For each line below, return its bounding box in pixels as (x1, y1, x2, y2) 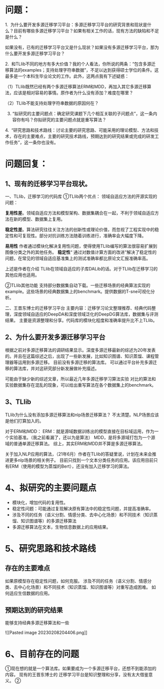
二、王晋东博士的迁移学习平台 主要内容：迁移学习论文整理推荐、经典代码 (5, 305, 152, 311)
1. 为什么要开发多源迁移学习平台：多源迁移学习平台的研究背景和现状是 (5, 22, 147, 27)
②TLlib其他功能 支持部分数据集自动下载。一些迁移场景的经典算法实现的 (5, 282, 150, 288)
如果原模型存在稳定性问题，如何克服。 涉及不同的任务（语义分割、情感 (5, 578, 147, 584)
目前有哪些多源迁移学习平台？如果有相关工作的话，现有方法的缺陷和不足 (13, 27, 159, 33)
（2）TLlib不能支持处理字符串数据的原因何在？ (5, 100, 99, 106)
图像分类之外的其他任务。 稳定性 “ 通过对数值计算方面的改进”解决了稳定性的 (5, 249, 157, 255)
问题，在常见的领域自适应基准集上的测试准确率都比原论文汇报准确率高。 (5, 255, 150, 261)
